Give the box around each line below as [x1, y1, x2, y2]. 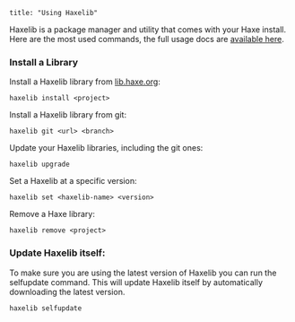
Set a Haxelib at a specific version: [9, 176, 137, 187]
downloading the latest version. [9, 286, 126, 297]
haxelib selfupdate [9, 303, 82, 313]
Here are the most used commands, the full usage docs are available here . [9, 34, 284, 44]
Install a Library [9, 56, 79, 68]
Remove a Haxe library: [9, 209, 96, 220]
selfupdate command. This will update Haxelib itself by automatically [9, 276, 263, 287]
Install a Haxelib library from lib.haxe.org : [9, 76, 161, 87]
